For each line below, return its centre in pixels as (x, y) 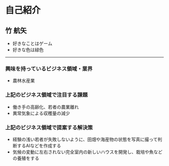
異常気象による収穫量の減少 (41, 113)
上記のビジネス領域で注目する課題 (47, 95)
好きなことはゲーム (32, 44)
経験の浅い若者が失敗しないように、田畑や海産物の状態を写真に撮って (85, 139)
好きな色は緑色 (28, 50)
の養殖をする (26, 158)
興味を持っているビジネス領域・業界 (49, 68)
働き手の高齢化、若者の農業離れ (46, 107)
